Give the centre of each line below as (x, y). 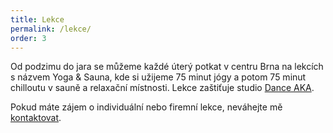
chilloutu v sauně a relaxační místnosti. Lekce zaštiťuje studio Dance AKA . (162, 88)
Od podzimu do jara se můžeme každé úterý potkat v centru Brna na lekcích (167, 67)
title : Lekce (37, 19)
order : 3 (28, 38)
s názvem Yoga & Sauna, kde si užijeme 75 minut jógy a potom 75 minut (158, 77)
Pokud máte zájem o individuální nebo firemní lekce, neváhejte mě (146, 107)
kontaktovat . (36, 118)
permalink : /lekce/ (51, 29)
